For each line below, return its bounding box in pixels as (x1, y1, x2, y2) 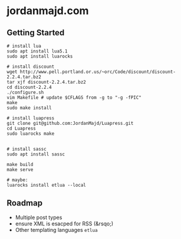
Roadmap (6, 198, 43, 208)
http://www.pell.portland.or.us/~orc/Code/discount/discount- (19, 69, 176, 75)
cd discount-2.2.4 (6, 84, 52, 90)
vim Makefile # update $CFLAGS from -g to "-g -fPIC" (6, 95, 142, 101)
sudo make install (6, 105, 52, 111)
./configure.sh (6, 89, 44, 95)
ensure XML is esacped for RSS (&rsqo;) (15, 220, 114, 227)
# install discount (6, 64, 55, 69)
